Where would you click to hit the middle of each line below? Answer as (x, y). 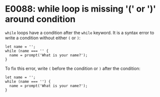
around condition (40, 19)
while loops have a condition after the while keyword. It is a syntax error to (80, 32)
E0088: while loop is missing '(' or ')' (80, 9)
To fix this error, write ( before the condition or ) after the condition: (73, 68)
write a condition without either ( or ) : (43, 38)
